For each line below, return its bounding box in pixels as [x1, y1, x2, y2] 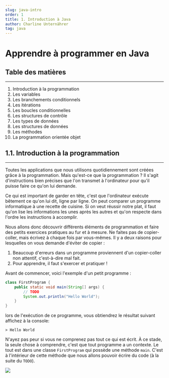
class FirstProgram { [5, 280, 51, 285]
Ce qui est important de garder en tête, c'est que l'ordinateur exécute [5, 193, 149, 199]
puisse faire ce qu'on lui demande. [5, 182, 77, 189]
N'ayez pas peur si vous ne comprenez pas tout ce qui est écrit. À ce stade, [5, 336, 162, 343]
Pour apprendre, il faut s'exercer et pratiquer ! [12, 260, 108, 266]
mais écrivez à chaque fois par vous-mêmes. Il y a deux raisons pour [19, 234, 162, 240]
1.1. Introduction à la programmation [5, 149, 120, 157]
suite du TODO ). [5, 358, 35, 364]
